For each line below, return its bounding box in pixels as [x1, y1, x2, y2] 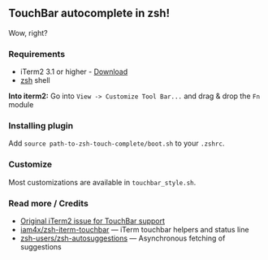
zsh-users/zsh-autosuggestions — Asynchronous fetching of [19, 233, 226, 243]
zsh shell [19, 76, 50, 85]
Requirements [8, 48, 66, 59]
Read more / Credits [8, 197, 89, 209]
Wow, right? [8, 28, 49, 37]
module [8, 100, 34, 110]
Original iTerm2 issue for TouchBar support [19, 216, 165, 226]
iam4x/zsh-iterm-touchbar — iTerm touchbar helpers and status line [19, 225, 249, 234]
